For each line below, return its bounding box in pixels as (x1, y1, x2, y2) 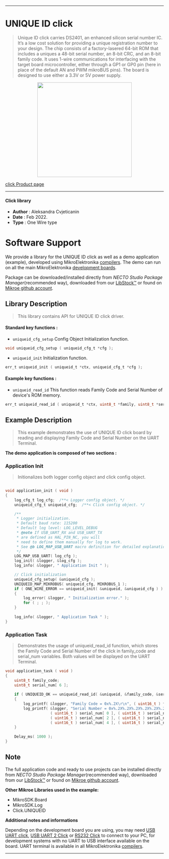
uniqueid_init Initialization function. (12, 355, 88, 361)
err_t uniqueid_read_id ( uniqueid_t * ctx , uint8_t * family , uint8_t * (5, 402, 158, 407)
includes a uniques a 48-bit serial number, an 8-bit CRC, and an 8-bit (17, 51, 161, 57)
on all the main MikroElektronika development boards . (5, 265, 117, 271)
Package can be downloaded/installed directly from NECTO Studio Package (5, 274, 163, 280)
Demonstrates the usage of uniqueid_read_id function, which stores (17, 642, 158, 648)
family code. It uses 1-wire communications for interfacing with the (17, 56, 156, 62)
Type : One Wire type (12, 219, 57, 225)
